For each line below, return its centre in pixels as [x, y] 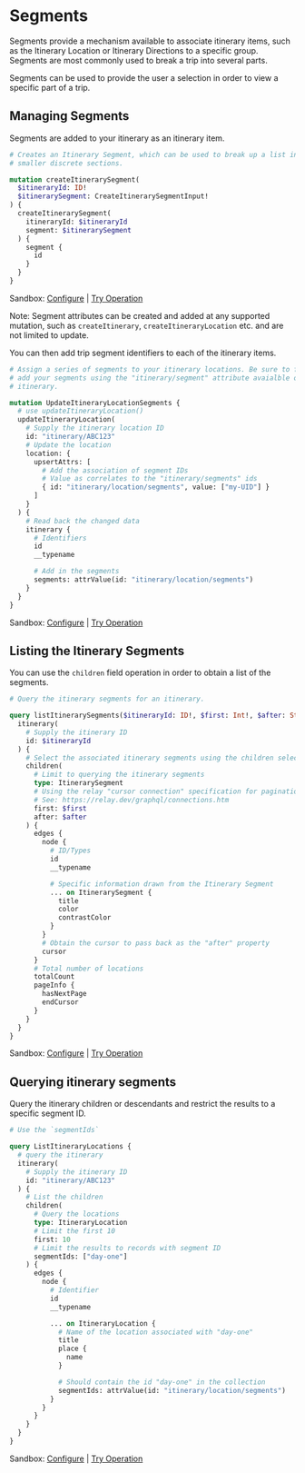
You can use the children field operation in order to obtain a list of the [140, 672]
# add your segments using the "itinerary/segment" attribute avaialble [150, 378]
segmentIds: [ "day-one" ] [80, 1256]
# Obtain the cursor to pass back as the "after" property [156, 943]
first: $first [60, 808]
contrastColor [84, 918]
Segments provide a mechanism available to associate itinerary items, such [150, 41]
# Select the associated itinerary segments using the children [150, 758]
